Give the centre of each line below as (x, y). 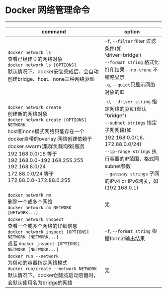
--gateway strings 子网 (132, 173)
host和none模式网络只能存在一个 (46, 131)
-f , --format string (127, 231)
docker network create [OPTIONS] (47, 120)
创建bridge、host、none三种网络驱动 (51, 79)
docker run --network (33, 256)
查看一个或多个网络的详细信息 (43, 226)
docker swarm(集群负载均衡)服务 (46, 146)
